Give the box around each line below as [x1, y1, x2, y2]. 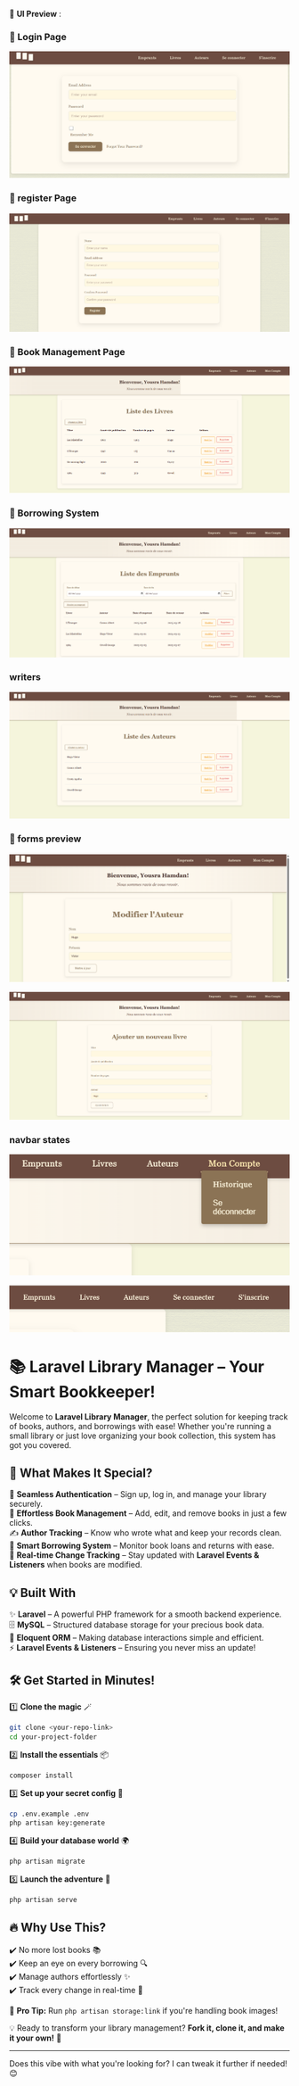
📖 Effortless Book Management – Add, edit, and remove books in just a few [9, 1508, 287, 1519]
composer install [9, 1771, 74, 1780]
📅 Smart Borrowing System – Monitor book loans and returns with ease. [9, 1540, 275, 1552]
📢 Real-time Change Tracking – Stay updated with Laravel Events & [9, 1550, 260, 1560]
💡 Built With [9, 1585, 77, 1601]
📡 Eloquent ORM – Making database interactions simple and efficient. [9, 1633, 264, 1643]
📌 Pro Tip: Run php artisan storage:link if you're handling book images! [9, 2005, 279, 2016]
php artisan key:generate [9, 1818, 105, 1828]
